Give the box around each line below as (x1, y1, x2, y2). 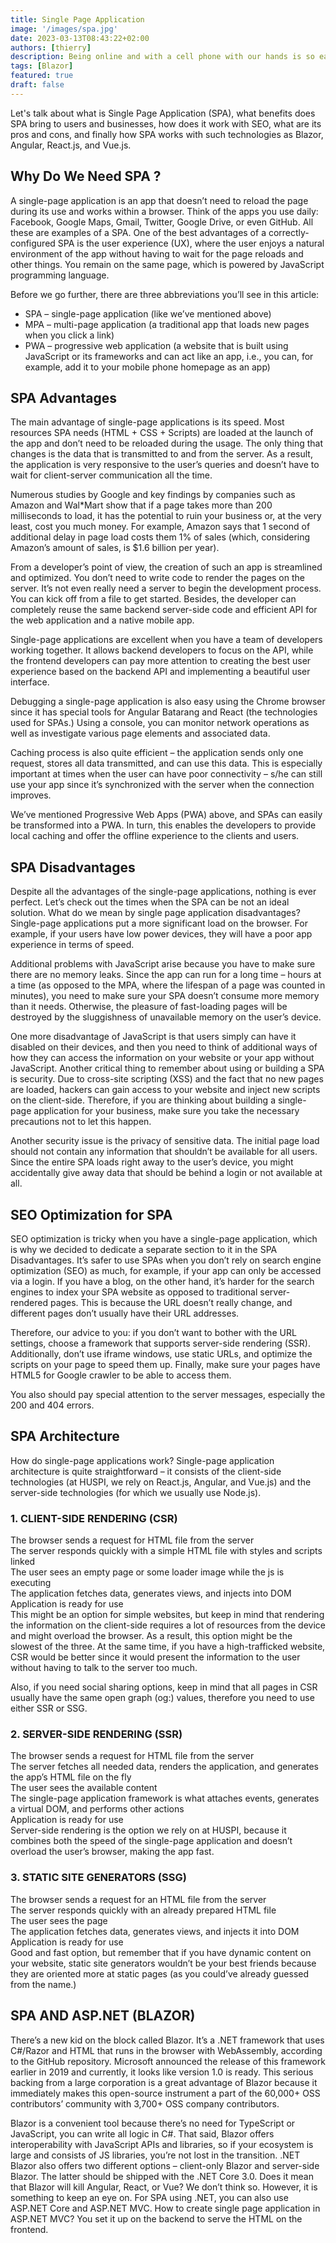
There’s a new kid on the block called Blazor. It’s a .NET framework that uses (10, 2034, 325, 2046)
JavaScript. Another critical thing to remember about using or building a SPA (10, 1062, 325, 1075)
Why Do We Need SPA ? (10, 168, 162, 185)
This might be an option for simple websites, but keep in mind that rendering (10, 1609, 325, 1621)
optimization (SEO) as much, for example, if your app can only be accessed (10, 1265, 322, 1276)
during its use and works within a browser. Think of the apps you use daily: (10, 205, 319, 217)
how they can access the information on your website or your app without (10, 1052, 315, 1064)
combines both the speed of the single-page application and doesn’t (10, 1835, 293, 1847)
